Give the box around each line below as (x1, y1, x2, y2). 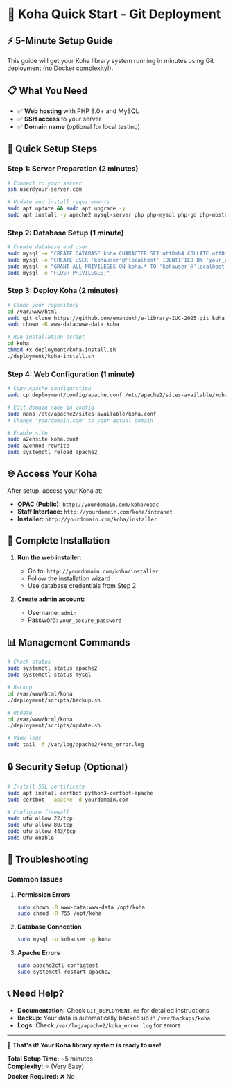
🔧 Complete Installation (7, 534, 110, 547)
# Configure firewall (7, 809, 70, 816)
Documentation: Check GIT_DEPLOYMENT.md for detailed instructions (17, 1006, 209, 1014)
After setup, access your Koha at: (7, 486, 103, 495)
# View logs (7, 735, 42, 742)
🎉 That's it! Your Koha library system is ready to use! (7, 1040, 162, 1049)
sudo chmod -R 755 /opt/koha (17, 910, 102, 917)
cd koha (7, 340, 30, 347)
